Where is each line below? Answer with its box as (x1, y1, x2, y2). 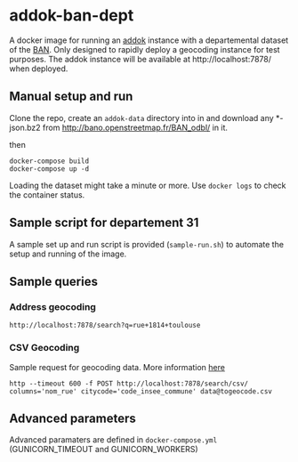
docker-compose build (9, 157, 90, 166)
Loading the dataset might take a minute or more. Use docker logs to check (9, 180, 286, 190)
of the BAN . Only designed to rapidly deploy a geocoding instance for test (9, 44, 280, 54)
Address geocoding (9, 300, 96, 312)
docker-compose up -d (9, 164, 90, 174)
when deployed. (9, 63, 68, 74)
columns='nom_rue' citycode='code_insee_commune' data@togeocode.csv (9, 386, 273, 396)
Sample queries (9, 273, 98, 289)
